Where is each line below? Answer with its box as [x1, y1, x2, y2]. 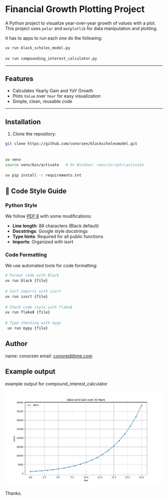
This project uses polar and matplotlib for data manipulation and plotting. [5, 25, 158, 31]
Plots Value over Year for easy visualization [12, 93, 101, 99]
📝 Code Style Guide [5, 187, 66, 195]
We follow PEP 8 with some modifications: [5, 213, 92, 219]
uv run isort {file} [5, 294, 48, 299]
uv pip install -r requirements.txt [5, 173, 81, 178]
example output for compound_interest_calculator [5, 380, 108, 386]
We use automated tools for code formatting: [5, 263, 97, 269]
